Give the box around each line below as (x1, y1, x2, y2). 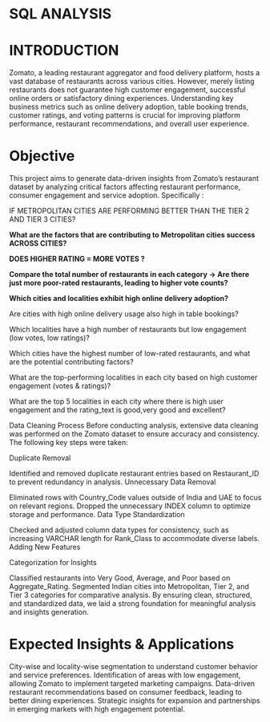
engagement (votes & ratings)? (9, 381, 111, 391)
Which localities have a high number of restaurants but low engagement (9, 325, 247, 335)
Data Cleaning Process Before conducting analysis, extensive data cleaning (9, 421, 259, 431)
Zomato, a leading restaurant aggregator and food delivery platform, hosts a (9, 68, 260, 78)
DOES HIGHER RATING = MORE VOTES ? (9, 254, 145, 264)
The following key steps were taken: (9, 438, 128, 447)
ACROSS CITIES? (9, 239, 67, 248)
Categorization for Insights (9, 558, 97, 568)
